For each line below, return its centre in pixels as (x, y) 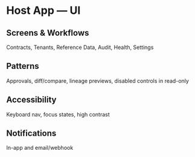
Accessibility (31, 100)
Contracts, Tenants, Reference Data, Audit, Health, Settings (80, 47)
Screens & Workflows (48, 33)
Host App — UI (43, 11)
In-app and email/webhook (40, 148)
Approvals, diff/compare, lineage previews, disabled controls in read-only (97, 81)
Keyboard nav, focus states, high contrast (58, 114)
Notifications (31, 133)
